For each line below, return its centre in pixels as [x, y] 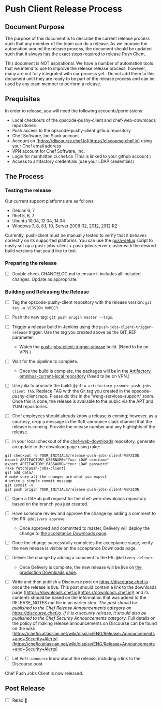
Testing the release [28, 190]
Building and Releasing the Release [47, 292]
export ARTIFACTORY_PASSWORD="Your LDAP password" [57, 464]
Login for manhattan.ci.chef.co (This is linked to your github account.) [81, 156]
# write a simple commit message [39, 481]
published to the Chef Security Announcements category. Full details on [84, 618]
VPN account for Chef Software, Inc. [48, 151]
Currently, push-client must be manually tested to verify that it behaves [76, 235]
